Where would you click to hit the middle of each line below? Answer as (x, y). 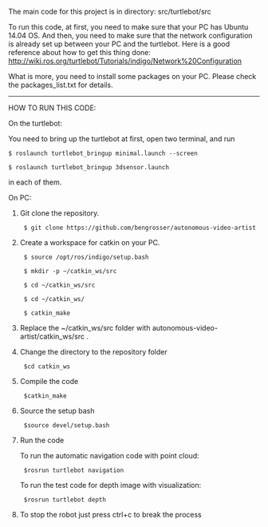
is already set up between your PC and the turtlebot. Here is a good (119, 44)
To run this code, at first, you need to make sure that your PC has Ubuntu (128, 27)
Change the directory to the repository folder (93, 352)
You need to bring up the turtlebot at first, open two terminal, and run (122, 139)
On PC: (20, 198)
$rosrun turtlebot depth (65, 500)
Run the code (42, 440)
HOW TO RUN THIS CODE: (52, 108)
